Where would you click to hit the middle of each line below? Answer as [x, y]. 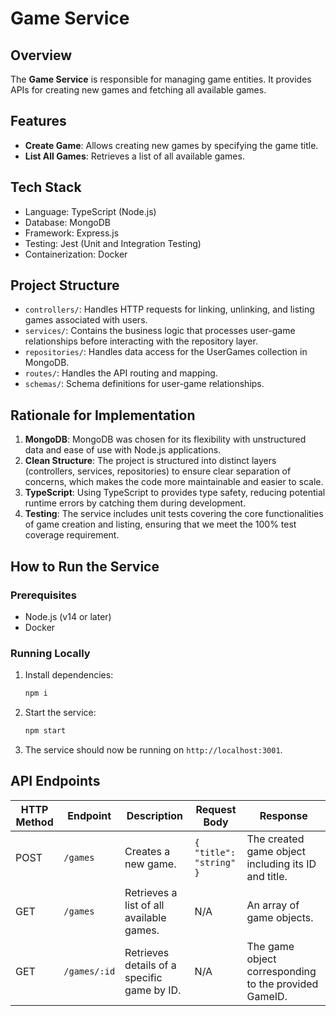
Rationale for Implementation [103, 415]
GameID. [267, 996]
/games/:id [89, 971]
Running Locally [50, 653]
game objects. [280, 917]
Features [38, 121]
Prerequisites [43, 595]
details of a [150, 965]
